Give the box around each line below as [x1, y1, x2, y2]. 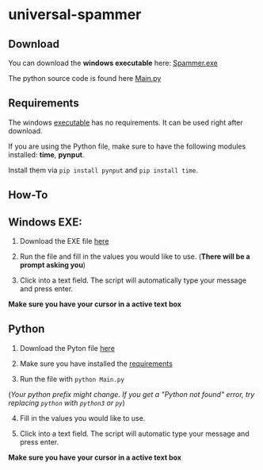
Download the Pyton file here [19, 343, 115, 352]
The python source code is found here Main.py [8, 74, 162, 83]
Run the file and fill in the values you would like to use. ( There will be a [19, 252, 251, 261]
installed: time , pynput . [8, 149, 85, 160]
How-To [8, 188, 48, 202]
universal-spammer [8, 6, 142, 24]
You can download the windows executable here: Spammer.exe [8, 58, 218, 67]
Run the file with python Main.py [19, 374, 125, 383]
